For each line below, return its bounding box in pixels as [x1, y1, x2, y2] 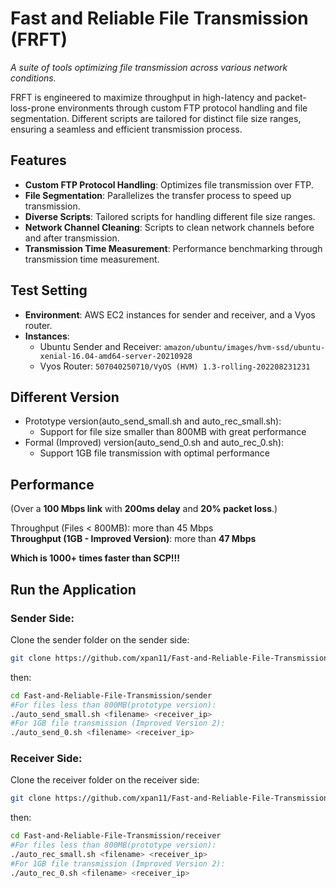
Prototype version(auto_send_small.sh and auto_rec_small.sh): [24, 415, 282, 427]
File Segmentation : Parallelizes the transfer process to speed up [24, 189, 292, 201]
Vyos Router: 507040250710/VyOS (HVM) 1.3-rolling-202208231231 [39, 360, 311, 372]
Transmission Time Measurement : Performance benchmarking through [24, 242, 323, 254]
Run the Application [10, 581, 137, 598]
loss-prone [10, 102, 56, 114]
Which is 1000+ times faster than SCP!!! [10, 552, 181, 564]
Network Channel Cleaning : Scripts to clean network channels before [24, 221, 315, 233]
